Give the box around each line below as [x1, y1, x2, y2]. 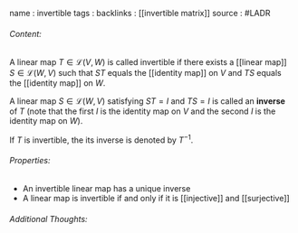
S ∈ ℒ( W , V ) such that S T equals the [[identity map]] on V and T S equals [9, 68, 283, 79]
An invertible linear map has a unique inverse [22, 183, 191, 194]
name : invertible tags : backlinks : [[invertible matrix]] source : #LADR [9, 8, 271, 18]
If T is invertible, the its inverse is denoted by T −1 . [9, 133, 194, 145]
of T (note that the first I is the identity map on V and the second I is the [9, 106, 276, 116]
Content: [9, 28, 43, 39]
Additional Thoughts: [9, 213, 88, 224]
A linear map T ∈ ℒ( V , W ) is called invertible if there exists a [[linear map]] [9, 57, 287, 68]
